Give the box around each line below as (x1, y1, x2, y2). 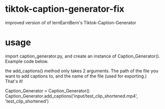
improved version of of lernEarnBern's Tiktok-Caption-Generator (5, 20, 136, 26)
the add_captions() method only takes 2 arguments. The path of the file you (5, 68, 159, 74)
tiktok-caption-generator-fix (5, 3, 125, 15)
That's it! (5, 78, 23, 84)
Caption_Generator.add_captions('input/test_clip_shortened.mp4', (5, 93, 138, 99)
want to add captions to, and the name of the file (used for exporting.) (5, 73, 147, 79)
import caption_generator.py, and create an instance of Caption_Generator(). (5, 53, 160, 59)
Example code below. (5, 58, 49, 64)
